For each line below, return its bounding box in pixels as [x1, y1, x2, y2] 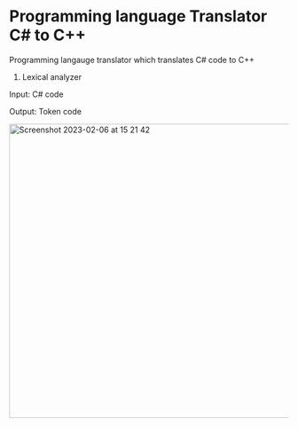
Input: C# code [9, 89, 64, 99]
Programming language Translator [9, 6, 268, 27]
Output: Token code [9, 106, 82, 116]
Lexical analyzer [21, 71, 82, 82]
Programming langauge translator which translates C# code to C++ [9, 54, 255, 65]
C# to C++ [9, 25, 87, 45]
